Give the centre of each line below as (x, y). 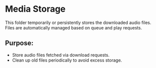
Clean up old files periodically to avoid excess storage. (67, 60)
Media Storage (35, 9)
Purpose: (19, 43)
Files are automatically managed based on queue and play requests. (74, 27)
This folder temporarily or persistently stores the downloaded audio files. (78, 23)
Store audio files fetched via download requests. (61, 55)
